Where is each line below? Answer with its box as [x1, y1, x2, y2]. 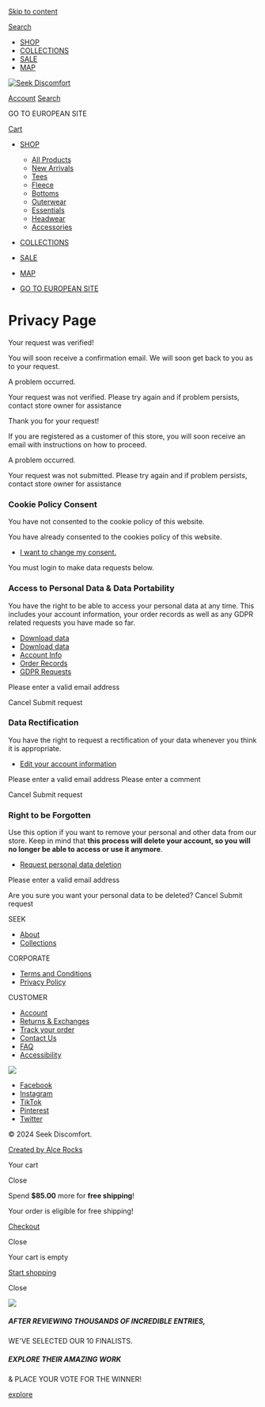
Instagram [19, 1089, 53, 1098]
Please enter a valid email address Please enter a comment [8, 774, 201, 784]
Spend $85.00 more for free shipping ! [8, 1191, 134, 1201]
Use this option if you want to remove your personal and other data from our [8, 828, 257, 838]
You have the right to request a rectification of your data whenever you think [8, 735, 257, 745]
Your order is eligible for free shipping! [8, 1206, 134, 1216]
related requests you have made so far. [8, 618, 136, 627]
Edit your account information [19, 759, 117, 769]
